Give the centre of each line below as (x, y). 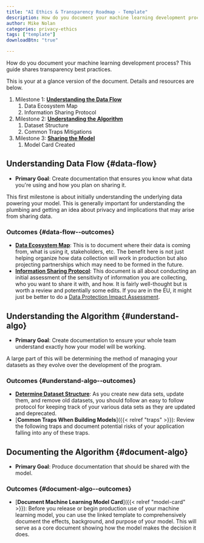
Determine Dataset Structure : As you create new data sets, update (99, 394)
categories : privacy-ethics (42, 29)
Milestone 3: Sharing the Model (55, 138)
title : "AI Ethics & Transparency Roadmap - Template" (77, 12)
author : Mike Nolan (31, 23)
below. (15, 88)
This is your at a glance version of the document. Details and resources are (100, 81)
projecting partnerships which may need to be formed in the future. (99, 265)
